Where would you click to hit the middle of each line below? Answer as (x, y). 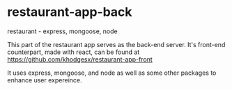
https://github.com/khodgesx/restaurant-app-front (80, 59)
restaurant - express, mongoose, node (62, 31)
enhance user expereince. (45, 80)
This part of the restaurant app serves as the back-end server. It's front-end (116, 44)
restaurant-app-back (70, 12)
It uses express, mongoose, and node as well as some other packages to (112, 73)
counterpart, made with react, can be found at (74, 52)
